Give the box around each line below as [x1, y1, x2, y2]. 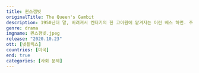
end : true [6, 52, 31, 58]
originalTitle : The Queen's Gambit [6, 14, 94, 20]
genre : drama [6, 25, 39, 31]
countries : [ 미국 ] [6, 47, 49, 53]
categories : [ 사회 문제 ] [6, 58, 63, 64]
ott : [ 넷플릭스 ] [6, 42, 42, 48]
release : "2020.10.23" [6, 36, 62, 42]
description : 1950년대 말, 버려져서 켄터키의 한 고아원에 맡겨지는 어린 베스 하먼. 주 [6, 19, 193, 25]
